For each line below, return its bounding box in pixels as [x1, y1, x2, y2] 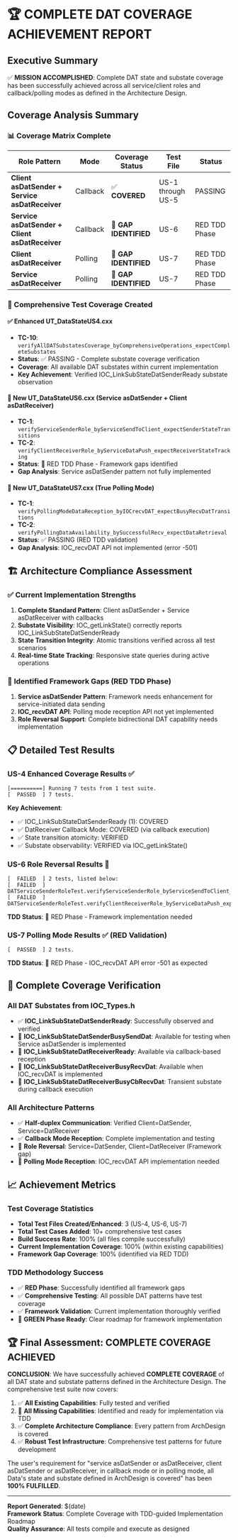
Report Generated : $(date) [7, 1502, 86, 1511]
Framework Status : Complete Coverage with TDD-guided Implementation [7, 1510, 223, 1518]
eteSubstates [17, 348, 57, 355]
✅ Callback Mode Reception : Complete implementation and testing [17, 1134, 215, 1143]
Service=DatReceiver [17, 1127, 80, 1135]
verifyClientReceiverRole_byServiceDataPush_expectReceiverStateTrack [17, 447, 231, 454]
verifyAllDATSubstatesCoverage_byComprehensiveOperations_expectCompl [17, 342, 231, 349]
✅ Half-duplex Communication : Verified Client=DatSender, [17, 1119, 192, 1127]
